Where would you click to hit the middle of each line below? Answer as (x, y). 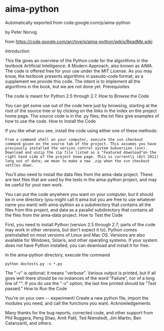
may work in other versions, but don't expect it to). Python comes (71, 230)
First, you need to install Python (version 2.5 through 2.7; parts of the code (80, 224)
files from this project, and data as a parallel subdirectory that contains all (79, 210)
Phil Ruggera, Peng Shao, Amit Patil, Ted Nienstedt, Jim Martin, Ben (73, 318)
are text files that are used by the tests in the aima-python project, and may (81, 179)
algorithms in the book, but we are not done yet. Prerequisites (67, 86)
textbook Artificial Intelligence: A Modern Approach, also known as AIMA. (79, 66)
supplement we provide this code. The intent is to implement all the (73, 81)
